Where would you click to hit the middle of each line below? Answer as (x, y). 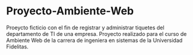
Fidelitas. (17, 47)
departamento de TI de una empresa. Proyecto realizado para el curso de (96, 33)
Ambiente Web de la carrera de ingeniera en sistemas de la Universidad (94, 40)
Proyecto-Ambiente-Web (70, 11)
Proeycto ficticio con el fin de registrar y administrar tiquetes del (85, 27)
